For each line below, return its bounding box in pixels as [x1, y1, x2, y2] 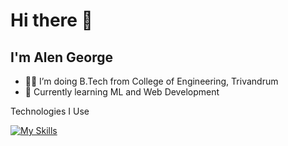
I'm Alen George [10, 49, 114, 66]
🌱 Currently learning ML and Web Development [24, 86, 220, 98]
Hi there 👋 [10, 9, 93, 32]
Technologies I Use [10, 105, 90, 117]
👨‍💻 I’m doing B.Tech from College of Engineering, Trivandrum [24, 75, 279, 87]
